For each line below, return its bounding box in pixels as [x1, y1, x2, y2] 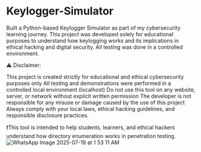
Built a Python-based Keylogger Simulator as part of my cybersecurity [6, 24, 181, 31]
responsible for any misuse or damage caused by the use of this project [6, 98, 185, 106]
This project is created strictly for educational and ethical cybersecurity [6, 73, 184, 80]
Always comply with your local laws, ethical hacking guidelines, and [6, 105, 175, 112]
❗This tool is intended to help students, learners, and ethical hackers [6, 124, 175, 131]
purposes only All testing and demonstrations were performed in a [6, 80, 171, 87]
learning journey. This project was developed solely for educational [6, 30, 174, 37]
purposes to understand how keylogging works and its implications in [6, 37, 179, 44]
